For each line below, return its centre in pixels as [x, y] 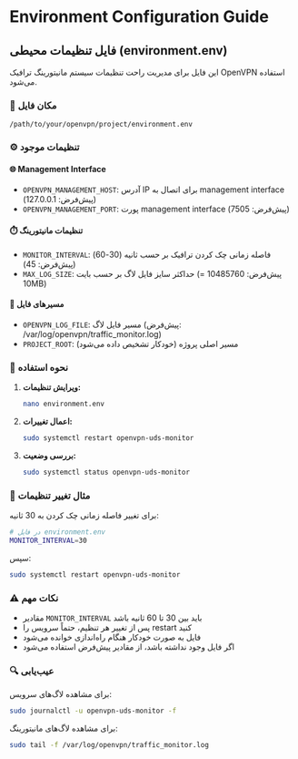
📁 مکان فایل [33, 105]
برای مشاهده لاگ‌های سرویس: [60, 694]
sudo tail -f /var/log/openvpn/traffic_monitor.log [109, 745]
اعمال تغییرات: [47, 421]
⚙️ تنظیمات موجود [45, 148]
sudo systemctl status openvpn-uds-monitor [106, 472]
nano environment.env [63, 404]
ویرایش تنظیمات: [52, 387]
